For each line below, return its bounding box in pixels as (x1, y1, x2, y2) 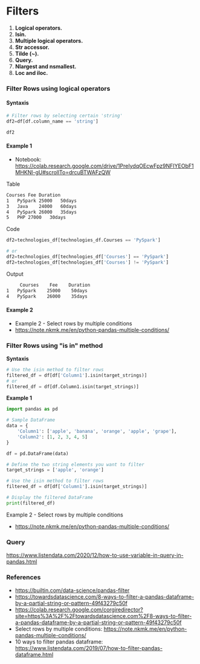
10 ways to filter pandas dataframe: (15, 638, 103, 645)
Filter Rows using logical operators (6, 84, 111, 93)
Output (6, 270, 24, 278)
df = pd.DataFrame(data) (6, 451, 69, 457)
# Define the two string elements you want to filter (6, 461, 145, 467)
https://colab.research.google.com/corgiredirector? (15, 606, 143, 613)
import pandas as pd (6, 406, 59, 412)
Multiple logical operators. (15, 37, 83, 44)
